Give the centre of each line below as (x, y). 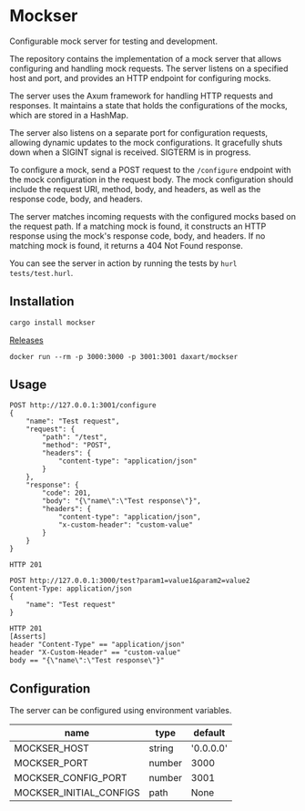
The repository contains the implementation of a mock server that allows (146, 58)
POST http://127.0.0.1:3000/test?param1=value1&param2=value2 (130, 581)
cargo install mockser (52, 323)
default (209, 733)
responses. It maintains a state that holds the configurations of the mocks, (149, 105)
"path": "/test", (75, 437)
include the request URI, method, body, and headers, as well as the (135, 189)
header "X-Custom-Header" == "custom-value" (95, 652)
